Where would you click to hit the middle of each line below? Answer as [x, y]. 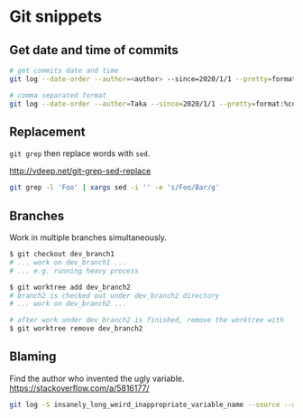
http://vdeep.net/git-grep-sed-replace [80, 171]
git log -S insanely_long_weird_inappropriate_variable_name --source [145, 404]
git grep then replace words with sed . [80, 153]
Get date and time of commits [94, 50]
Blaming [33, 357]
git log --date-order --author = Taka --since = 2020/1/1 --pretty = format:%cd [153, 104]
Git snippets [55, 17]
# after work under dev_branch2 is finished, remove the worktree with [147, 320]
